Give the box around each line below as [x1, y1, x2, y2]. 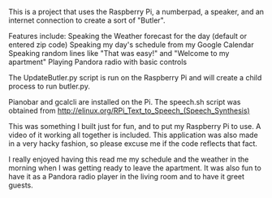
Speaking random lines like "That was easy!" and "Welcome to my [8, 49, 230, 58]
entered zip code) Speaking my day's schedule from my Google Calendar [8, 40, 254, 49]
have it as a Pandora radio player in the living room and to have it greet [8, 172, 245, 181]
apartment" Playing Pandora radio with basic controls [8, 57, 188, 67]
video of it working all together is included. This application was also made [8, 130, 258, 140]
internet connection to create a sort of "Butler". [8, 15, 166, 25]
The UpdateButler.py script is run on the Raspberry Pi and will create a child [8, 73, 262, 82]
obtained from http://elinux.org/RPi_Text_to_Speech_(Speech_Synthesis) [8, 105, 250, 115]
